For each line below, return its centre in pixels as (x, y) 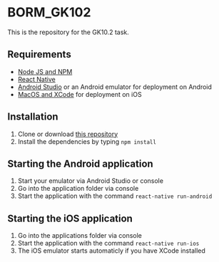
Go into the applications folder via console (80, 236)
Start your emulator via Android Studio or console (91, 181)
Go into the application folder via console (78, 189)
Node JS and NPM (45, 71)
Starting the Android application (80, 163)
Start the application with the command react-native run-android (115, 196)
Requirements (39, 54)
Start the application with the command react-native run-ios (108, 243)
